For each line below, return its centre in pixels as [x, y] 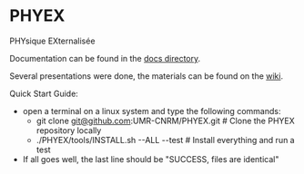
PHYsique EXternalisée [52, 41]
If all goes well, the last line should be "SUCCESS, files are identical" [151, 159]
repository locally [69, 130]
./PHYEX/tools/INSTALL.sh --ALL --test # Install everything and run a [165, 140]
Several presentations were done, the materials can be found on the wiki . [147, 76]
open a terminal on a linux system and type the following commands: [152, 111]
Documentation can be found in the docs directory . [105, 58]
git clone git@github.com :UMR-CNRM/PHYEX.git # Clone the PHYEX [166, 121]
